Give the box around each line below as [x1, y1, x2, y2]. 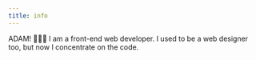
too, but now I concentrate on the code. [8, 42, 139, 52]
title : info [8, 11, 48, 20]
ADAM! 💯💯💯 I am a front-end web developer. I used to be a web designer [8, 34, 249, 43]
